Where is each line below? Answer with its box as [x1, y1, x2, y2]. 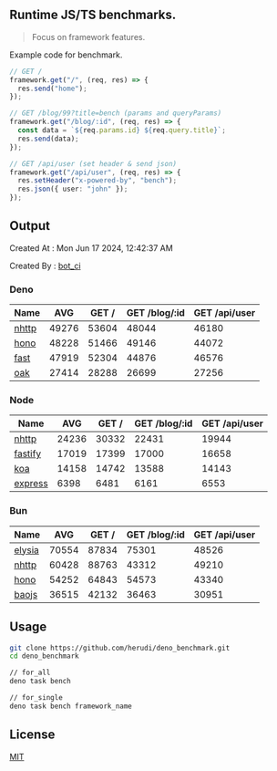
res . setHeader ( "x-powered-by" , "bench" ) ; [17, 176, 178, 185]
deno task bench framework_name [9, 702, 132, 711]
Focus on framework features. [31, 31, 146, 42]
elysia [14, 543, 39, 556]
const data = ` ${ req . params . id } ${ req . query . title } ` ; [17, 126, 226, 135]
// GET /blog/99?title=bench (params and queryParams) [9, 109, 222, 118]
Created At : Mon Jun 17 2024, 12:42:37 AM [9, 242, 173, 254]
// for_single [9, 693, 64, 703]
